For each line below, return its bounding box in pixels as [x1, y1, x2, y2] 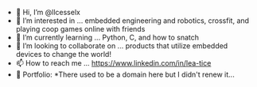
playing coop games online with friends [15, 25, 146, 33]
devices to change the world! [15, 50, 111, 59]
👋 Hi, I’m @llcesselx [15, 8, 81, 17]
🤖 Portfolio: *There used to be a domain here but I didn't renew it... [15, 70, 235, 79]
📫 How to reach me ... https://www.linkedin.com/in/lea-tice [15, 59, 212, 67]
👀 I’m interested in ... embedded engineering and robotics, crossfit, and [15, 16, 249, 25]
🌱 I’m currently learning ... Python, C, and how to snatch [15, 32, 200, 42]
